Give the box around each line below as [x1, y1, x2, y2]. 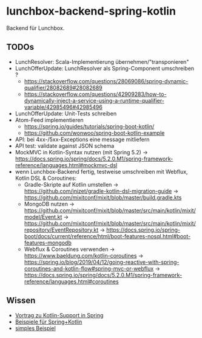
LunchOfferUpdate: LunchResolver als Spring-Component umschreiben [15, 64, 195, 72]
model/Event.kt [24, 213, 62, 220]
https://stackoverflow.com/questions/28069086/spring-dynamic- [24, 77, 189, 84]
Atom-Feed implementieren [15, 116, 84, 123]
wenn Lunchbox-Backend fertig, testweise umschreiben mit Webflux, [15, 168, 188, 175]
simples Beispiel [15, 324, 56, 332]
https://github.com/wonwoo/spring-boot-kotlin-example [24, 129, 165, 136]
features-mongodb [24, 239, 72, 246]
